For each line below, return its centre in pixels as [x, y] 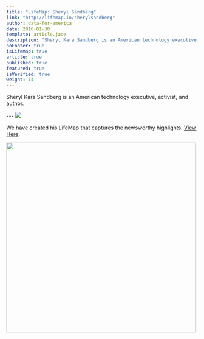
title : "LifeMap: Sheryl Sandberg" [51, 12]
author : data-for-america [39, 23]
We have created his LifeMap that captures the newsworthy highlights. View [101, 128]
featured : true [25, 68]
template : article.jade [36, 35]
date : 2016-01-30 [28, 29]
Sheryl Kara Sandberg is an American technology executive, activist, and [97, 97]
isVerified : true [28, 74]
